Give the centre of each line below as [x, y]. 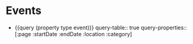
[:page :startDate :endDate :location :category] [73, 34]
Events [24, 11]
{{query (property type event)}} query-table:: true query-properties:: [100, 28]
